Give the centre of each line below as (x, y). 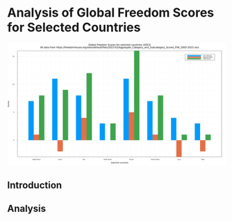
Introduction (35, 185)
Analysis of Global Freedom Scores (111, 13)
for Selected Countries (74, 27)
